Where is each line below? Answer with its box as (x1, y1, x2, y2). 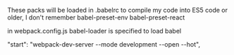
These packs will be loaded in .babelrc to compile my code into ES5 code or (7, 6, 228, 14)
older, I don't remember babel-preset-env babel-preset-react (7, 13, 185, 22)
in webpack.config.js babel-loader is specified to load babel (7, 27, 182, 35)
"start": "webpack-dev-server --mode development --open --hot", (7, 40, 201, 48)
